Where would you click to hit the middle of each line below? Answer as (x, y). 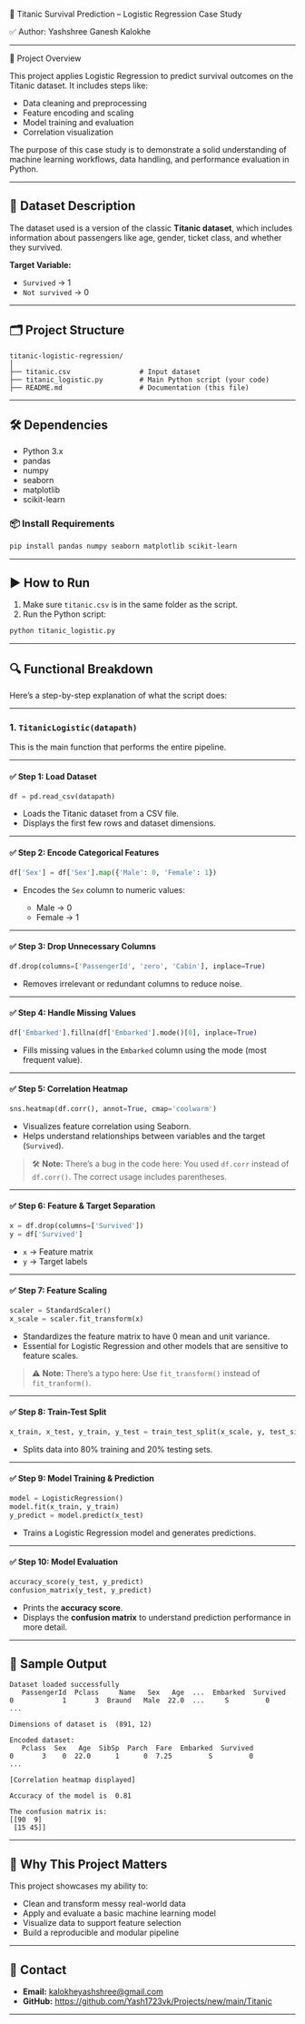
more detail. (45, 1627)
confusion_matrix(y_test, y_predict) (81, 1590)
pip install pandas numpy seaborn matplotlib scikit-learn (123, 546)
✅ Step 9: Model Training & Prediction (82, 1478)
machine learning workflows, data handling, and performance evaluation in (149, 159)
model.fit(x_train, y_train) (64, 1507)
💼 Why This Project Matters (89, 1864)
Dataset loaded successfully (64, 1685)
